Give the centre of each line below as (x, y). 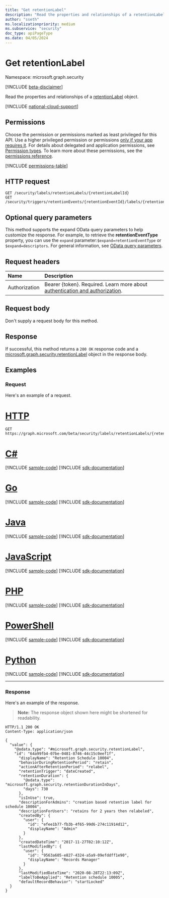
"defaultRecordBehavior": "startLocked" (61, 882)
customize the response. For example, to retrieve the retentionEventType (82, 235)
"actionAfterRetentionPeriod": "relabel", (64, 767)
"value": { (21, 745)
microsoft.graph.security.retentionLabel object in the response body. (76, 354)
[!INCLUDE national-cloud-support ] (42, 106)
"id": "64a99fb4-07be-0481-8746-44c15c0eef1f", (65, 754)
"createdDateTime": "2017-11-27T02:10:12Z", (66, 842)
